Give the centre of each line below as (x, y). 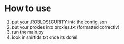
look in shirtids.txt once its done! (45, 37)
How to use (28, 8)
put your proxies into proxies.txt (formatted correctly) (65, 27)
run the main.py (27, 32)
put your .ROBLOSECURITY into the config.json (59, 22)
